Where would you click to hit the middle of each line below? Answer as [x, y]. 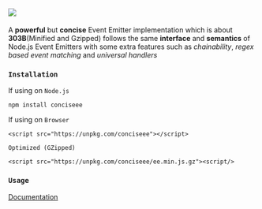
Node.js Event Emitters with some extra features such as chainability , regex [131, 47]
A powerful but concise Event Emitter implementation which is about [120, 30]
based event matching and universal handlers [83, 54]
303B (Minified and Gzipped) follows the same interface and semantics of [129, 38]
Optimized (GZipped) [42, 148]
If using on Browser [39, 120]
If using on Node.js [39, 91]
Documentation [33, 196]
